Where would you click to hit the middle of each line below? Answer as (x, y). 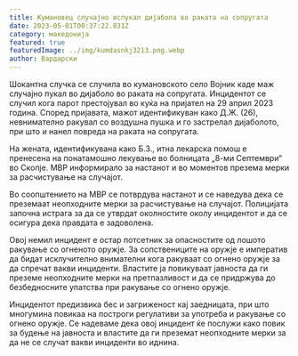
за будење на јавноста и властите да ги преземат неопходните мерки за (148, 333)
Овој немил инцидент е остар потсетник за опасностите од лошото (137, 240)
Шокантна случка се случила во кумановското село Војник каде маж (142, 84)
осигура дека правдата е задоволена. (81, 222)
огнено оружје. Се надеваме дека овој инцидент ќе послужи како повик (147, 323)
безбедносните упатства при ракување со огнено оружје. (120, 287)
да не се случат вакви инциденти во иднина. (94, 342)
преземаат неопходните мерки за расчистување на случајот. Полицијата (149, 204)
